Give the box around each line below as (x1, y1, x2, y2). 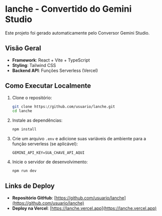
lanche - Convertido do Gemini (5, 3, 132, 15)
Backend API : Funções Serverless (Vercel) (12, 67, 99, 73)
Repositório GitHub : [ (12, 194, 56, 201)
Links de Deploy (5, 182, 55, 190)
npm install (12, 127, 37, 132)
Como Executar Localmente (5, 82, 91, 90)
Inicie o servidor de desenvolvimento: (12, 159, 88, 165)
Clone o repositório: (12, 94, 52, 101)
